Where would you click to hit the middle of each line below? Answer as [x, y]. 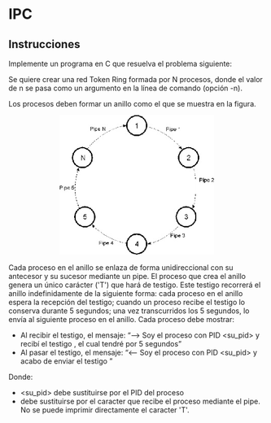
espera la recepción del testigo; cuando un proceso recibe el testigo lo [127, 302]
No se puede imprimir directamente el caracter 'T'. [105, 410]
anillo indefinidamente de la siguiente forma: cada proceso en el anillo [126, 293]
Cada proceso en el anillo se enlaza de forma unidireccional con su [121, 268]
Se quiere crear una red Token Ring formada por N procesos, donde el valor [135, 79]
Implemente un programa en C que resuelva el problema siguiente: [120, 63]
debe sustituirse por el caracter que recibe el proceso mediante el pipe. [140, 401]
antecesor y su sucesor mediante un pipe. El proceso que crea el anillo [127, 276]
